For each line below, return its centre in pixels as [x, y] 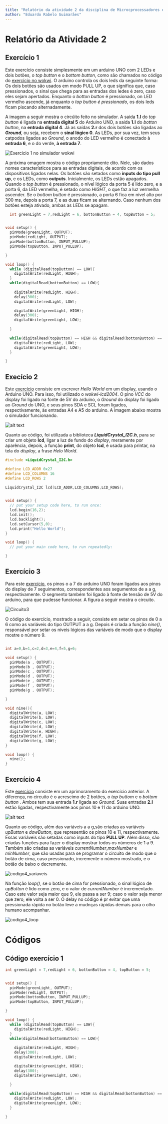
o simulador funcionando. [31, 415]
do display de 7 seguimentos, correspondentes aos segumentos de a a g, [81, 589]
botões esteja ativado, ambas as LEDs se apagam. [57, 205]
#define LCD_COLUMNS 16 [30, 473]
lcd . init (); [22, 515]
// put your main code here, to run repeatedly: [61, 547]
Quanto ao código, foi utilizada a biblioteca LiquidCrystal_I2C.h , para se [80, 435]
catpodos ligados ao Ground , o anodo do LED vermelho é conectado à [78, 138]
